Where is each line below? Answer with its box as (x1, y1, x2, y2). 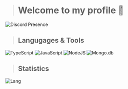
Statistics (17, 65, 50, 73)
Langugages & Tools (17, 36, 84, 45)
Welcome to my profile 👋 (17, 5, 124, 16)
